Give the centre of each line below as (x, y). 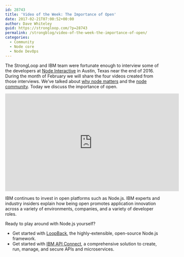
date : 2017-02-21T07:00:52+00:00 (40, 19)
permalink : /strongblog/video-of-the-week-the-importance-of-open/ (76, 33)
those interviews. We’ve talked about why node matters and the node (76, 81)
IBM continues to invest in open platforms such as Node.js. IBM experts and (83, 198)
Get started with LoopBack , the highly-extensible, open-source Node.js (85, 233)
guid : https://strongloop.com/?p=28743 (46, 28)
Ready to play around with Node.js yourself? (50, 223)
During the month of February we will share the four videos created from (79, 76)
